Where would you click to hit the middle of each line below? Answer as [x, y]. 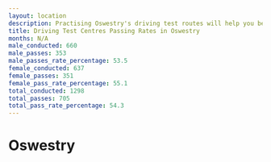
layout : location [38, 16]
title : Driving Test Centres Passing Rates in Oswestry [104, 31]
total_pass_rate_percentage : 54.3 [67, 106]
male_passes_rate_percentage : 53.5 [68, 61]
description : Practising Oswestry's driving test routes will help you [131, 23]
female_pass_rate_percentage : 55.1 [68, 83]
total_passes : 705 [39, 98]
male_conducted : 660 [43, 46]
